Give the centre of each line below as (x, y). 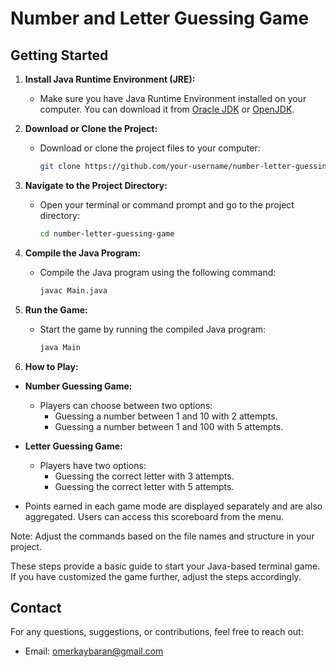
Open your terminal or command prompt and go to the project (167, 204)
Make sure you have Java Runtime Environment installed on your (173, 98)
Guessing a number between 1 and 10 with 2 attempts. (166, 416)
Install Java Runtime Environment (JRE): (110, 79)
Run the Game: (56, 309)
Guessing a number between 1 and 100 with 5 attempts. (169, 426)
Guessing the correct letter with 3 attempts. (144, 476)
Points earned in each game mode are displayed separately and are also (173, 506)
